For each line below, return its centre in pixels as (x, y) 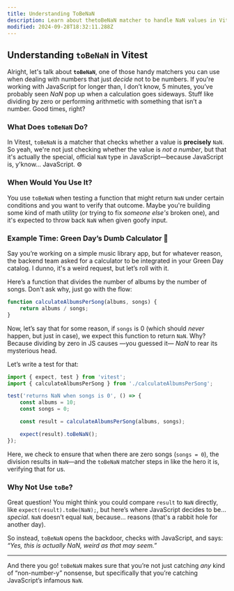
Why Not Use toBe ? (40, 487)
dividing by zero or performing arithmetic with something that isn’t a (105, 101)
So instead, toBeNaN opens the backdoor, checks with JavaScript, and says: (115, 538)
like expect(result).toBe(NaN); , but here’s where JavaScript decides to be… (117, 510)
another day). (26, 524)
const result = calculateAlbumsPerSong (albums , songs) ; (103, 422)
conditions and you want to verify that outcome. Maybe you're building (109, 205)
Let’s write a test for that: (43, 364)
